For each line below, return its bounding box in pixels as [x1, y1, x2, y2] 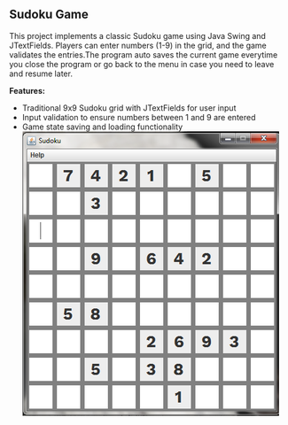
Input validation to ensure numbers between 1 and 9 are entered [21, 112, 256, 122]
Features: [9, 85, 46, 96]
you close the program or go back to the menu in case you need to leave [9, 58, 275, 69]
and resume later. [9, 68, 74, 79]
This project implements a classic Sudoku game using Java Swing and [9, 30, 266, 41]
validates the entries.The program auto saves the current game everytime [9, 49, 278, 60]
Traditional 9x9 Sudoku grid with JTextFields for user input [21, 102, 237, 113]
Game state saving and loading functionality [21, 121, 183, 132]
